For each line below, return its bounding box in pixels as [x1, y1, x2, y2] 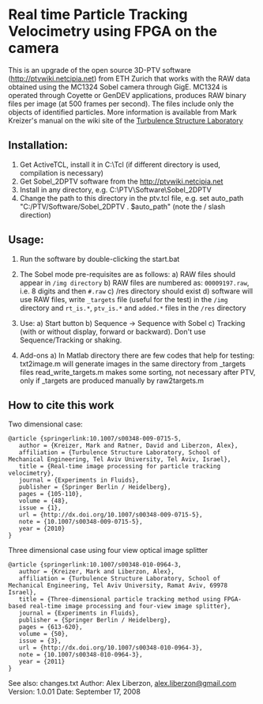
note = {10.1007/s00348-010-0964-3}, [18, 651, 144, 659]
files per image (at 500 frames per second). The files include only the [8, 99, 235, 108]
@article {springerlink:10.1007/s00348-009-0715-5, [8, 435, 182, 443]
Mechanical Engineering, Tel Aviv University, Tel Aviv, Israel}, [8, 456, 231, 464]
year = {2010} [18, 524, 66, 533]
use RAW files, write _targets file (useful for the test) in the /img [19, 294, 228, 304]
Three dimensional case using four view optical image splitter [8, 546, 209, 555]
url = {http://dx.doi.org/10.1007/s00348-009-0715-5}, [18, 511, 203, 519]
